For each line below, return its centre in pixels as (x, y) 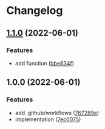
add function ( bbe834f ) (45, 63)
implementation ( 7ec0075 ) (48, 119)
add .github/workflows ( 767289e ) (57, 113)
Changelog (35, 11)
